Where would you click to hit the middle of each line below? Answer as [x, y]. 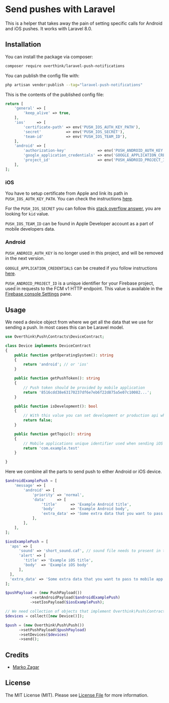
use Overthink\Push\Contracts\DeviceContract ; [55, 337]
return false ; [38, 420]
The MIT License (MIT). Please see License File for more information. [77, 695]
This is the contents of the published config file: [55, 94]
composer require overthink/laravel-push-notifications [65, 66]
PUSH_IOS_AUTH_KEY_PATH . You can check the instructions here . [69, 198]
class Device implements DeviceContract [48, 346]
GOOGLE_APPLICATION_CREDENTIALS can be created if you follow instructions [81, 268]
